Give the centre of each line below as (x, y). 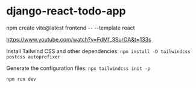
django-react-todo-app (66, 11)
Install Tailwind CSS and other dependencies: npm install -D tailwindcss (99, 51)
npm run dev (21, 79)
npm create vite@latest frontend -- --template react (71, 28)
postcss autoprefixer (33, 57)
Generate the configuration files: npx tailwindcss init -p (78, 68)
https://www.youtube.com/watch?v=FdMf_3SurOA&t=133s (79, 39)
